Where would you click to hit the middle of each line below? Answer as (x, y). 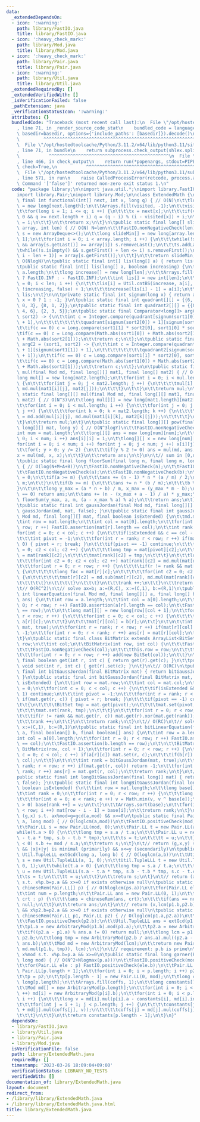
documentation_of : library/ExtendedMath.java (63, 1082)
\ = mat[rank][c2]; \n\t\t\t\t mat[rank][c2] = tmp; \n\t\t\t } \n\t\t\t (104, 555)
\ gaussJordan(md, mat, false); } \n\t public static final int (96, 511)
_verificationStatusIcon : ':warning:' (60, 112)
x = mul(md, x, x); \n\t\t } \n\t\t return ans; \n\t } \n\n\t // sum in (100, 455)
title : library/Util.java (49, 84)
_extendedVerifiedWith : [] (45, 95)
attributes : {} (30, 117)
